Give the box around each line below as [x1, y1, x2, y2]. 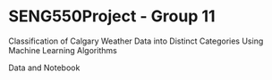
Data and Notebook [8, 62, 81, 73]
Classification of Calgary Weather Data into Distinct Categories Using [8, 36, 264, 46]
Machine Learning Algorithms [8, 44, 117, 55]
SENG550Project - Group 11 [8, 6, 216, 27]
